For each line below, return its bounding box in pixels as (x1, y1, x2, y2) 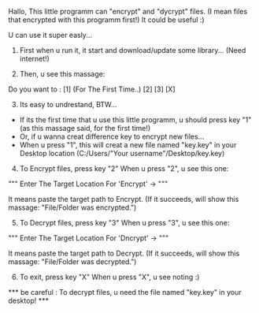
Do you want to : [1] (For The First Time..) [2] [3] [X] (8, 84, 176, 94)
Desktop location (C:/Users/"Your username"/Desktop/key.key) (19, 149, 225, 158)
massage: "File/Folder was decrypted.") (8, 257, 137, 266)
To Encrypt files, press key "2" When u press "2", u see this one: (19, 164, 229, 173)
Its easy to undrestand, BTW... (19, 100, 117, 109)
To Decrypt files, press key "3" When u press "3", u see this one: (19, 218, 230, 227)
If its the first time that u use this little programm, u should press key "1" (19, 115, 252, 125)
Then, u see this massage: (19, 69, 105, 78)
